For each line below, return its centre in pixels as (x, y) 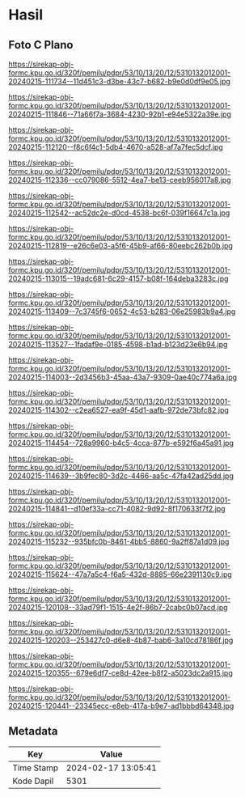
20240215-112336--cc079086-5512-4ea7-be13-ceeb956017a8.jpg (120, 180)
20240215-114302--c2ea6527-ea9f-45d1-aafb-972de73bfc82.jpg (118, 410)
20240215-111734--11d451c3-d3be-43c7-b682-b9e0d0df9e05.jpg (119, 81)
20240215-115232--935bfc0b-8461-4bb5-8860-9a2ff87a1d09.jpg (119, 541)
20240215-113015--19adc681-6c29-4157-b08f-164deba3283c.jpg (118, 278)
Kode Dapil (33, 781)
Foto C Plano (41, 45)
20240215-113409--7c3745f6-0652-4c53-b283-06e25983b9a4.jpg (122, 312)
